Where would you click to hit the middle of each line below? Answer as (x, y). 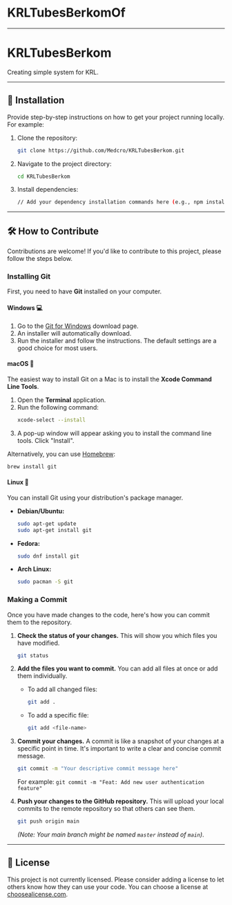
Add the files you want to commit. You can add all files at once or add (117, 668)
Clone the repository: (47, 138)
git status (33, 655)
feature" (30, 789)
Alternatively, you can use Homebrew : (61, 454)
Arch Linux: (34, 569)
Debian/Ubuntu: (41, 511)
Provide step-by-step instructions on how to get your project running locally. (116, 117)
